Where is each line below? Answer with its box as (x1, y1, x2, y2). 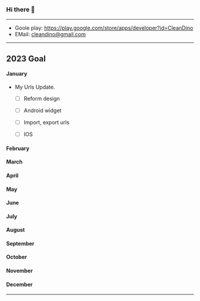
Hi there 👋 (6, 5, 36, 14)
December (6, 281, 33, 288)
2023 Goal (6, 54, 46, 64)
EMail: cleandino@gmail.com (14, 31, 86, 38)
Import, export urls (23, 119, 70, 126)
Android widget (23, 106, 62, 114)
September (6, 240, 35, 247)
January (6, 70, 28, 77)
